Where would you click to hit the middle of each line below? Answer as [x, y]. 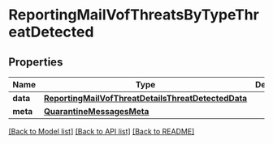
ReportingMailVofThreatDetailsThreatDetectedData [145, 98]
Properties [36, 62]
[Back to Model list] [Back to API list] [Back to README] [102, 131]
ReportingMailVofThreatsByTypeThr [134, 15]
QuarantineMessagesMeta [96, 111]
